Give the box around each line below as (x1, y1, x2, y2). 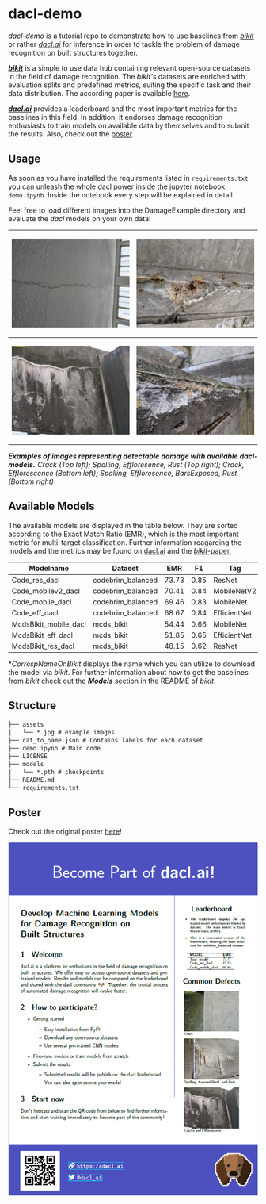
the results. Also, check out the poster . (8, 128, 135, 139)
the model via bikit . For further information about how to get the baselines (8, 667, 249, 677)
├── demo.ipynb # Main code (8, 745, 101, 753)
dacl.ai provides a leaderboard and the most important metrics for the (8, 104, 237, 113)
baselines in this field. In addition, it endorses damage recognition (8, 112, 223, 121)
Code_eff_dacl (11, 608, 59, 618)
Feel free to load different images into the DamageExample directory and (8, 205, 245, 215)
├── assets (8, 721, 44, 729)
